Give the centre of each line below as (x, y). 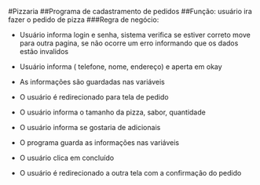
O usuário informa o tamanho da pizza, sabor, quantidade (112, 112)
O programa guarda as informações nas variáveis (99, 143)
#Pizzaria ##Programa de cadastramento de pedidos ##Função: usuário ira (130, 11)
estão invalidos (44, 51)
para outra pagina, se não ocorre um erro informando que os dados (129, 43)
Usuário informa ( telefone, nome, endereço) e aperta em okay (121, 67)
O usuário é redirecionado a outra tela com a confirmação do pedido (130, 173)
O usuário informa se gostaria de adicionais (90, 127)
